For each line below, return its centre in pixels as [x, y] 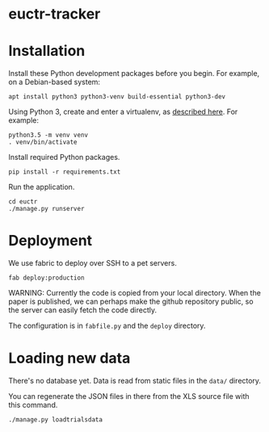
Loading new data [69, 358]
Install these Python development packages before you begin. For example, [134, 73]
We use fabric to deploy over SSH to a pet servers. [93, 263]
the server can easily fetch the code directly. [83, 310]
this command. [33, 405]
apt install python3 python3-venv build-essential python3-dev [117, 97]
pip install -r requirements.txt [65, 172]
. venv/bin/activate [43, 142]
